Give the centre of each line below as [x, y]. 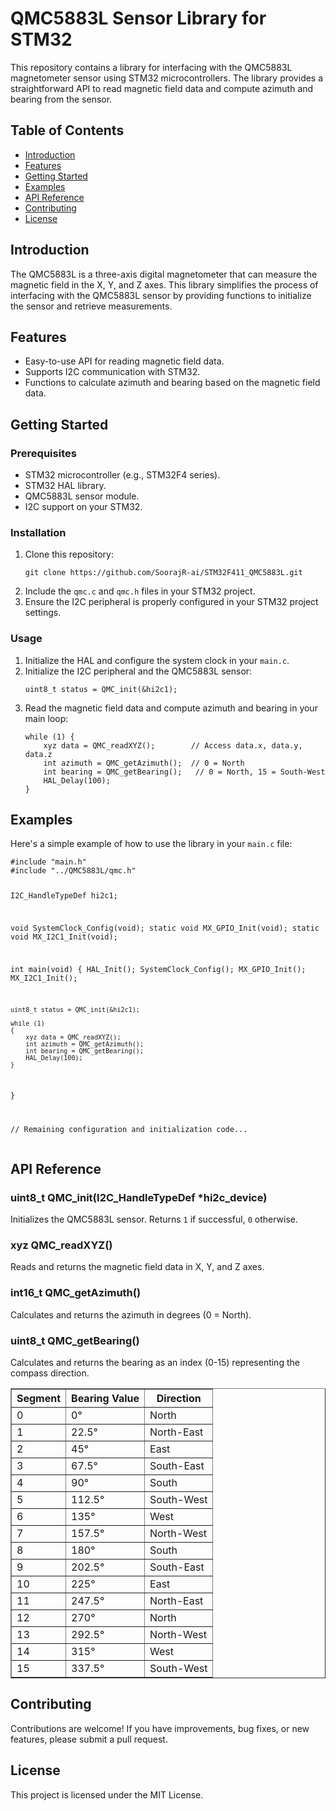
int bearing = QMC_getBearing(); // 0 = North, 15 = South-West [184, 772]
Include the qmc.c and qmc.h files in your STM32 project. [140, 591]
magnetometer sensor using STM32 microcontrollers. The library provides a [167, 78]
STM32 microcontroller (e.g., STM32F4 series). [122, 475]
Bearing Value [105, 1398]
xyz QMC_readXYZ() [61, 1245]
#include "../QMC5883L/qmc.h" [73, 871]
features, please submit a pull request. [89, 1739]
